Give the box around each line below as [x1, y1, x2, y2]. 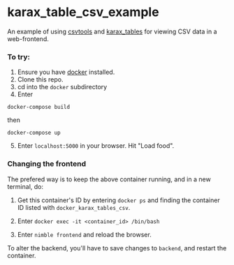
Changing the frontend [7, 159, 87, 169]
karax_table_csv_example [7, 4, 159, 20]
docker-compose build [7, 104, 71, 111]
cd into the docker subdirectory [17, 83, 108, 91]
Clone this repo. [17, 75, 64, 84]
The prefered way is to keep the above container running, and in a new [7, 175, 211, 183]
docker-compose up [7, 130, 61, 137]
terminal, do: [7, 182, 44, 190]
